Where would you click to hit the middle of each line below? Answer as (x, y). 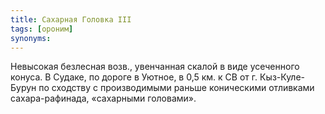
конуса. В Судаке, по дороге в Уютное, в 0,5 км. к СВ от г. (134, 77)
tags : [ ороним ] (42, 29)
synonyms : (31, 38)
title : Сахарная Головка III (71, 19)
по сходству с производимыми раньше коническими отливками (176, 88)
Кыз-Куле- (282, 77)
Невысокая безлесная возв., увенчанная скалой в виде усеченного (155, 67)
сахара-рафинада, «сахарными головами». (103, 98)
